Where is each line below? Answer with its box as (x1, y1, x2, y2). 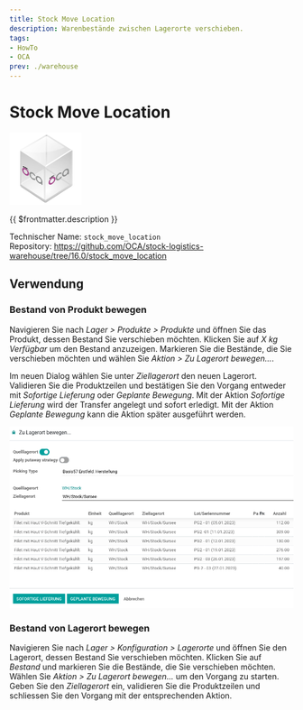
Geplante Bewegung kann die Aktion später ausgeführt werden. (9, 409, 246, 420)
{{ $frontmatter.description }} (9, 213, 119, 225)
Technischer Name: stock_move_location (9, 231, 161, 242)
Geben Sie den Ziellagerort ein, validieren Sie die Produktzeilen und (9, 681, 261, 692)
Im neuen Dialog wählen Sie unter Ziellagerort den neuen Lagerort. (9, 370, 257, 381)
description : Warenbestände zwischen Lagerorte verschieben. (9, 23, 244, 33)
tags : (9, 33, 30, 42)
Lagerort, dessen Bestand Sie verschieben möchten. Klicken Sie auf (9, 652, 262, 663)
